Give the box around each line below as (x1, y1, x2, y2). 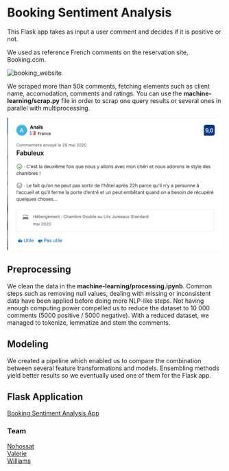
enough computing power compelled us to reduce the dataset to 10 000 (7, 303, 210, 312)
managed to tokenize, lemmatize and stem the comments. (7, 318, 171, 327)
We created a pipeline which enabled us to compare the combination (7, 356, 202, 365)
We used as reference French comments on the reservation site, (7, 48, 189, 56)
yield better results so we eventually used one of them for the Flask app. (7, 371, 211, 379)
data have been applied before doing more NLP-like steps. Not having (7, 297, 204, 305)
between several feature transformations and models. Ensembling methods (7, 364, 219, 372)
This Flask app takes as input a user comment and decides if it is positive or (7, 27, 221, 36)
